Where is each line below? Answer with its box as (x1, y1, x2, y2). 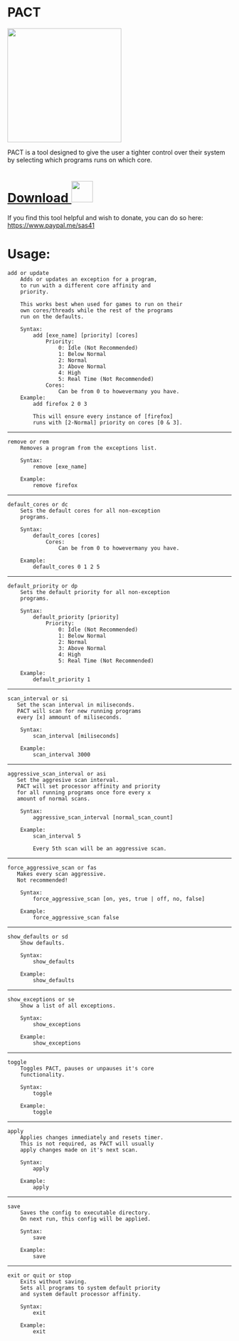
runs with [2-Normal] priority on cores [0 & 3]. (33, 419, 183, 426)
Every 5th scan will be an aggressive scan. (33, 845, 167, 852)
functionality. (20, 1071, 65, 1078)
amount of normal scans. (16, 795, 91, 802)
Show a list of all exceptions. (20, 1002, 116, 1009)
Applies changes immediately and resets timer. (20, 1134, 164, 1141)
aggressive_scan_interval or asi (7, 770, 107, 777)
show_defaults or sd (7, 933, 69, 940)
